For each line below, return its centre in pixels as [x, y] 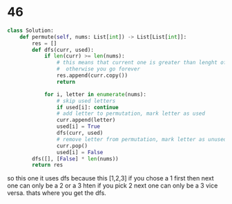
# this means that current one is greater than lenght [137, 63]
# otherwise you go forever [98, 69]
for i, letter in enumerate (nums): [95, 94]
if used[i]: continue [87, 107]
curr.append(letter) [86, 120]
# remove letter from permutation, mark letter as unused [142, 139]
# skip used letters [86, 101]
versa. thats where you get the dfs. [57, 193]
